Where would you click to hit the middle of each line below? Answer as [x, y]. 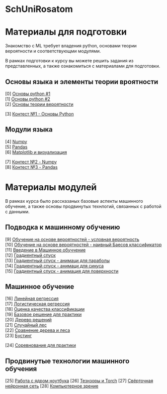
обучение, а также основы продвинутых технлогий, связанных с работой [83, 206]
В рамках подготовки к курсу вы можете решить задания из [69, 61]
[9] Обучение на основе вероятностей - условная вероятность [72, 239]
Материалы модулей [51, 187]
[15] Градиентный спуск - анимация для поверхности [62, 271]
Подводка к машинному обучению [63, 227]
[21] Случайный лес [26, 325]
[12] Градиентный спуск [31, 255]
